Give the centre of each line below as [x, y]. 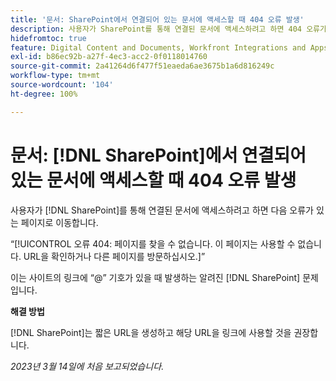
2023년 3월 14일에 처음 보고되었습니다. [87, 366]
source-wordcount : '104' [62, 85]
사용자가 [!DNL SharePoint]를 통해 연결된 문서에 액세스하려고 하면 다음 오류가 [162, 210]
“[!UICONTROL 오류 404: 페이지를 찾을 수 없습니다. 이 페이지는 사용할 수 [153, 243]
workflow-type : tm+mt [55, 76]
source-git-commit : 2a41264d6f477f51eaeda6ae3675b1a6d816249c [142, 66]
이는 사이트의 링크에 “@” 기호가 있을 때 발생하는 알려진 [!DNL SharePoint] [155, 277]
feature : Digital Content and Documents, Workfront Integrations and [158, 47]
